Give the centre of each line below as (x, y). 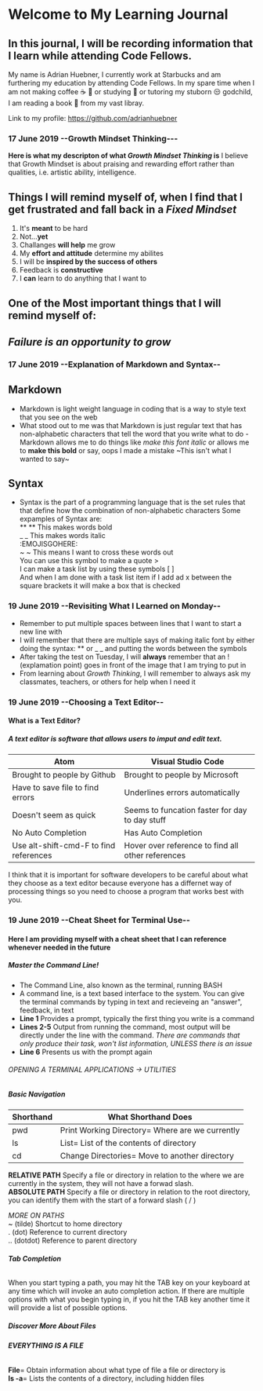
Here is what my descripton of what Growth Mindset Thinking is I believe (128, 156)
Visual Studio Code (187, 762)
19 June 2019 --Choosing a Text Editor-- (86, 702)
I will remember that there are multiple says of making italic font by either (137, 640)
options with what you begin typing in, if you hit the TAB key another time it (129, 1299)
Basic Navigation (37, 1094)
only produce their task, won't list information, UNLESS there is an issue (136, 1043)
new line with (41, 631)
